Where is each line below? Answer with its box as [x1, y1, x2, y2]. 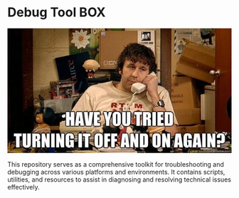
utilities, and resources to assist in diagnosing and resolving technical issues [7, 175, 231, 184]
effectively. [7, 182, 41, 191]
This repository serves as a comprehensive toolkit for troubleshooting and [7, 160, 224, 168]
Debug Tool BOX [7, 4, 106, 21]
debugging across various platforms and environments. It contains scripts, [7, 167, 225, 176]
